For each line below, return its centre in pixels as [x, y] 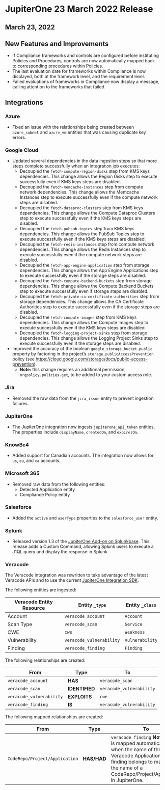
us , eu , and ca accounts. [36, 461]
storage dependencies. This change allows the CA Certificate [82, 302]
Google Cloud [22, 150]
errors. [19, 137]
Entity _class [141, 605]
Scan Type [20, 625]
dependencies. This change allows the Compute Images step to [84, 323]
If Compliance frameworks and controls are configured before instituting [85, 55]
